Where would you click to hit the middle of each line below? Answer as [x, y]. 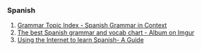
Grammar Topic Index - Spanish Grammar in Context [92, 25]
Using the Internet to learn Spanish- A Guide [80, 40]
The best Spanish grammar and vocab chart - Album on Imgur [106, 32]
